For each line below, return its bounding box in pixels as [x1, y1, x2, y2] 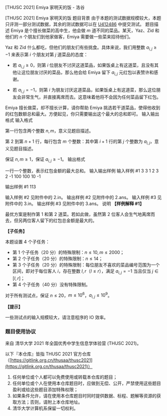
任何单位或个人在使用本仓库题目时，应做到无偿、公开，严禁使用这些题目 [12, 380, 161, 386]
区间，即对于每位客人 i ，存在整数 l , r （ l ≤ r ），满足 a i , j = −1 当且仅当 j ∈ [12, 268, 159, 275]
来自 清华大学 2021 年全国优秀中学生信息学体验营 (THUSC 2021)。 [5, 340, 142, 346]
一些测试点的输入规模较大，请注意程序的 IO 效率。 [5, 314, 109, 320]
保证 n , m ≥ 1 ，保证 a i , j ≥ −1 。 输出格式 [5, 156, 86, 163]
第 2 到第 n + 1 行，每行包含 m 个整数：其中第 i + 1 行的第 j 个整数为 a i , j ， [5, 138, 155, 145]
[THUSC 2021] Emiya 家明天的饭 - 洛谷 [5, 4, 85, 10]
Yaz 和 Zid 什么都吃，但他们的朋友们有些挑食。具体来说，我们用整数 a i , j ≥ [5, 44, 157, 51]
